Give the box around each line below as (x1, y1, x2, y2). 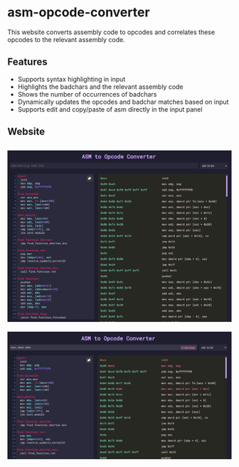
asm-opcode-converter (7, 4, 151, 21)
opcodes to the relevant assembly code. (7, 35, 126, 43)
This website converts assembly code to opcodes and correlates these (7, 28, 216, 36)
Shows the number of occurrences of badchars (17, 90, 157, 98)
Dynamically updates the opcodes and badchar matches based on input (17, 97, 229, 106)
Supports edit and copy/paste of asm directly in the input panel (17, 104, 203, 114)
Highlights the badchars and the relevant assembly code (17, 82, 184, 91)
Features (7, 56, 48, 68)
